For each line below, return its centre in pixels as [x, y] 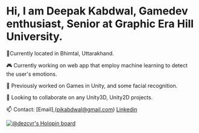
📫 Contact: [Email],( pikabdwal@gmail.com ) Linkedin [72, 109]
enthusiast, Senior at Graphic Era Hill [100, 24]
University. [35, 37]
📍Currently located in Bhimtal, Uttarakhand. [60, 53]
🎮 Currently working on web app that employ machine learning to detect [97, 65]
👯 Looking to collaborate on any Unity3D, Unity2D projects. [80, 97]
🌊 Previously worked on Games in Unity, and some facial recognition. [92, 85]
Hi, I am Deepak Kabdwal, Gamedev [97, 11]
